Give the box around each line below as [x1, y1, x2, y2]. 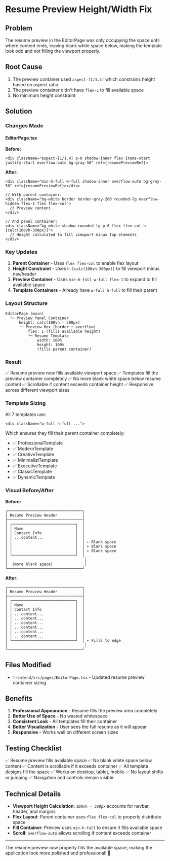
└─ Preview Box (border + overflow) [18, 324, 96, 329]
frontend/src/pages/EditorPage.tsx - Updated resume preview [12, 674, 145, 680]
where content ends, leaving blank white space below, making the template [5, 43, 162, 49]
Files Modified [5, 661, 52, 669]
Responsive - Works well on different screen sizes [12, 729, 118, 735]
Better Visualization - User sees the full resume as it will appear [12, 724, 147, 730]
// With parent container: [5, 192, 62, 197]
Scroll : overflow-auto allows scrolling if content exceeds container [12, 830, 152, 836]
